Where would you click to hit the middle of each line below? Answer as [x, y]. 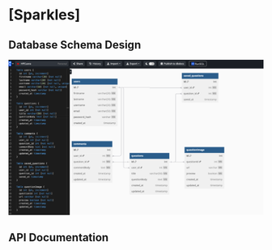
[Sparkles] [45, 15]
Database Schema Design [75, 45]
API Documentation [59, 237]
